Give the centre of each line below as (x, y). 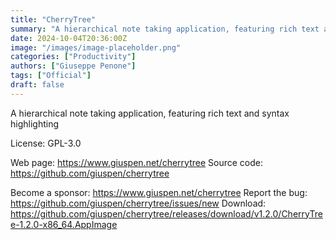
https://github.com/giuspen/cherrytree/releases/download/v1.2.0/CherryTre (166, 213)
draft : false (37, 85)
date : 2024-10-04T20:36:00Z (69, 38)
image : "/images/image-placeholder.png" (96, 47)
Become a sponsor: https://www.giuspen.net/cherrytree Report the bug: (159, 192)
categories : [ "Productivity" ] (73, 57)
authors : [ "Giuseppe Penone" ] (73, 66)
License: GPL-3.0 (46, 143)
